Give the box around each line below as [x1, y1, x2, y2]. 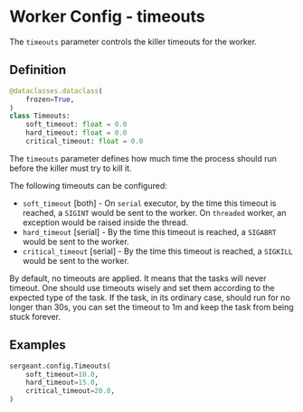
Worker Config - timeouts [9, 6, 205, 27]
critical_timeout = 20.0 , [25, 387, 116, 396]
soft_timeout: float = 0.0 [25, 120, 128, 129]
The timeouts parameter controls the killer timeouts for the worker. [9, 36, 258, 47]
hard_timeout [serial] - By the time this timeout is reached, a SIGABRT [22, 226, 278, 237]
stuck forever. [9, 311, 62, 322]
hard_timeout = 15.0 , [25, 378, 99, 388]
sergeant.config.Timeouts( [9, 361, 111, 370]
